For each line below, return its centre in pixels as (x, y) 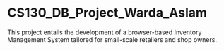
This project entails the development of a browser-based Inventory (105, 32)
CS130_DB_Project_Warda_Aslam (107, 13)
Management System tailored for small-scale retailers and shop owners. (112, 39)
